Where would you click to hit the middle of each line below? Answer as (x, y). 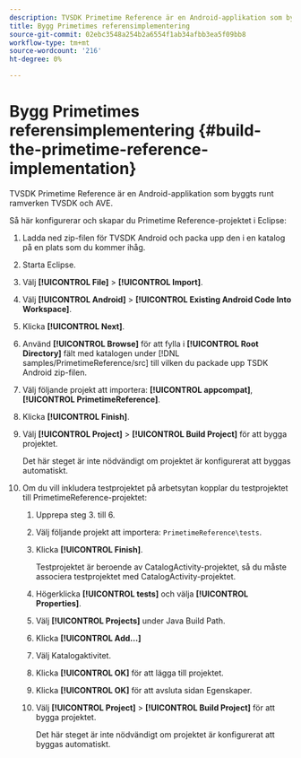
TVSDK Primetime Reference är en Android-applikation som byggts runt (142, 193)
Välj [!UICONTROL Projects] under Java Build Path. (130, 621)
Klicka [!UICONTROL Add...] (88, 638)
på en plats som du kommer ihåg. (84, 247)
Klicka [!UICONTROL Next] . (73, 326)
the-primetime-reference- (109, 150)
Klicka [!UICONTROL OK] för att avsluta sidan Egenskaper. (144, 690)
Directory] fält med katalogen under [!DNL (101, 353)
